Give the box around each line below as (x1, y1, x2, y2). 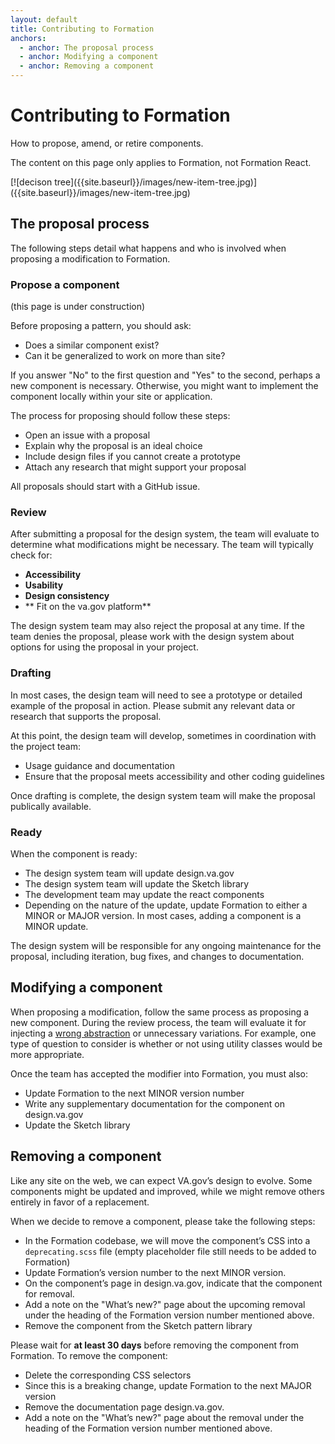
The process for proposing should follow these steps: (10, 410, 231, 422)
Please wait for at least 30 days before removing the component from (10, 1339, 299, 1351)
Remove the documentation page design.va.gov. (24, 1401, 225, 1413)
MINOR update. (24, 920, 89, 932)
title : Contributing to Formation (10, 24, 155, 34)
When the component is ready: (10, 847, 138, 860)
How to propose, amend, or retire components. (10, 137, 204, 149)
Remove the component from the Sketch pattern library (24, 1319, 253, 1331)
